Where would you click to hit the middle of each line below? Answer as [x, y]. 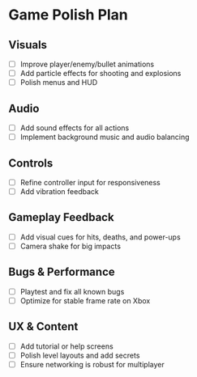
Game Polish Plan [68, 15]
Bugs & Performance [62, 272]
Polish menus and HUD [59, 83]
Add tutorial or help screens [66, 346]
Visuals [28, 45]
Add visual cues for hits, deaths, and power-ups [100, 237]
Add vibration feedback [59, 191]
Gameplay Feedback [62, 217]
